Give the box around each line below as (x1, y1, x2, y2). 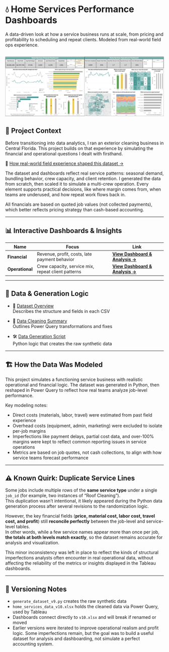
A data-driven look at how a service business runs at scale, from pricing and (5, 31, 163, 37)
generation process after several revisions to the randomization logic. (5, 503, 149, 509)
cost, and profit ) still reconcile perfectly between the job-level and (5, 518, 145, 524)
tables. (16, 524, 30, 530)
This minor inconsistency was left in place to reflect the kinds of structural (5, 549, 159, 555)
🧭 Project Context (5, 127, 61, 135)
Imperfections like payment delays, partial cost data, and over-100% (12, 433, 154, 439)
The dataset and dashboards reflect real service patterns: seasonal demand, (5, 170, 164, 176)
